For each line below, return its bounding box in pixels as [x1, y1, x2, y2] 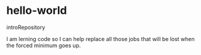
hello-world [6, 4, 68, 18]
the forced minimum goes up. [6, 42, 81, 49]
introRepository [6, 24, 45, 31]
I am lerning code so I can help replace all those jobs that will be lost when [6, 35, 195, 42]
